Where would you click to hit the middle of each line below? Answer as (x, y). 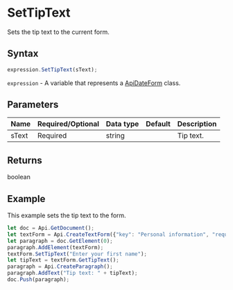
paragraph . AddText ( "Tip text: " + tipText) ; (72, 273)
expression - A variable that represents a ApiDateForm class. (94, 83)
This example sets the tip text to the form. (67, 215)
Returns (25, 160)
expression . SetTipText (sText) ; (52, 70)
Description (197, 124)
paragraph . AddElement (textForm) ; (55, 247)
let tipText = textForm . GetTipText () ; (63, 260)
